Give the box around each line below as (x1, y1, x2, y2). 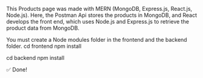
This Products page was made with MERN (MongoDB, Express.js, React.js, (6, 5, 193, 12)
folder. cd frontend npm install (6, 42, 82, 50)
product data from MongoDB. (6, 24, 80, 31)
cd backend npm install (6, 54, 65, 61)
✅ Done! (6, 66, 27, 73)
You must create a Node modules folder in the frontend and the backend (6, 36, 187, 43)
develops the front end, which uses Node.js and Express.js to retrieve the (6, 18, 190, 25)
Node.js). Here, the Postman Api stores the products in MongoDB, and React (6, 11, 198, 19)
